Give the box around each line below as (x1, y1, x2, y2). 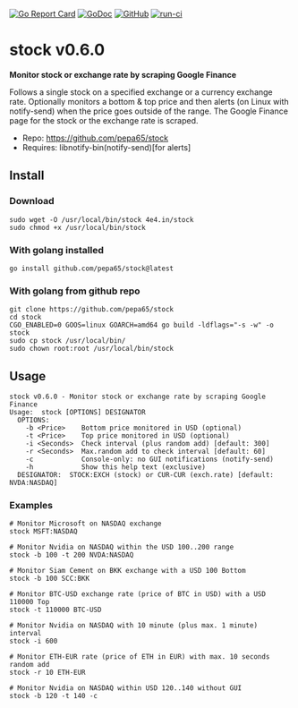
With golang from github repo (9, 285, 140, 297)
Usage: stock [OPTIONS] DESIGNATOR (9, 408, 146, 417)
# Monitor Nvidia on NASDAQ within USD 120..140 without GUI (9, 684, 243, 693)
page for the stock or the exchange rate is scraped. (9, 115, 199, 125)
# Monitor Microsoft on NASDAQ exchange (9, 519, 163, 528)
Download (9, 195, 55, 208)
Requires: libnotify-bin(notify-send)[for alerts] (21, 141, 192, 152)
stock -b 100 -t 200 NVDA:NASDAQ (9, 550, 134, 559)
